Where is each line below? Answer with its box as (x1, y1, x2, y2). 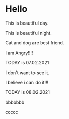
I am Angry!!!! (5, 50, 33, 56)
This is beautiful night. (5, 30, 52, 36)
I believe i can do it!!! (5, 79, 49, 85)
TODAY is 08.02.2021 (5, 89, 50, 95)
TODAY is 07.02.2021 (5, 59, 49, 65)
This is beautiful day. (5, 20, 49, 26)
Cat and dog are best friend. (5, 39, 64, 46)
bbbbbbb (5, 99, 25, 105)
